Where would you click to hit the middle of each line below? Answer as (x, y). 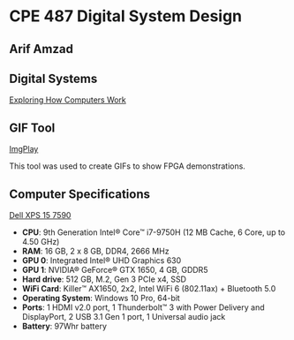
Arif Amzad (41, 49)
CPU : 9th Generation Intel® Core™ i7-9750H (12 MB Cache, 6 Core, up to (153, 232)
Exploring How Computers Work (68, 100)
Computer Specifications (80, 194)
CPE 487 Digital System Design (126, 16)
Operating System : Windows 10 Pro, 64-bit (101, 298)
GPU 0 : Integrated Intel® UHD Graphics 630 (102, 261)
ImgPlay (24, 149)
